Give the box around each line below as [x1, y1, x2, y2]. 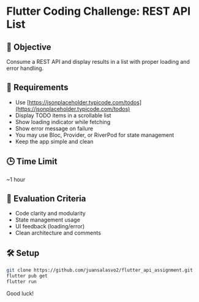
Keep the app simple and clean [15, 137, 94, 145]
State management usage [15, 216, 81, 223]
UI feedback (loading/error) [15, 223, 84, 230]
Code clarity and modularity [15, 210, 86, 217]
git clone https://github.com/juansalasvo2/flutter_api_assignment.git [6, 267, 193, 274]
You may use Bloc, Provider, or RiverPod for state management [15, 131, 175, 139]
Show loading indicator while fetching [15, 118, 111, 125]
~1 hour [6, 176, 26, 183]
